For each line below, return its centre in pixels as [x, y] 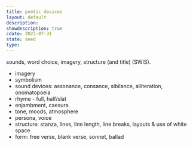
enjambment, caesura [42, 105]
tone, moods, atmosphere [47, 111]
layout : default [26, 17]
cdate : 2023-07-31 [29, 34]
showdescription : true [34, 28]
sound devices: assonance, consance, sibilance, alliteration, [89, 86]
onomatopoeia [33, 92]
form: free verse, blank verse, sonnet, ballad [69, 136]
